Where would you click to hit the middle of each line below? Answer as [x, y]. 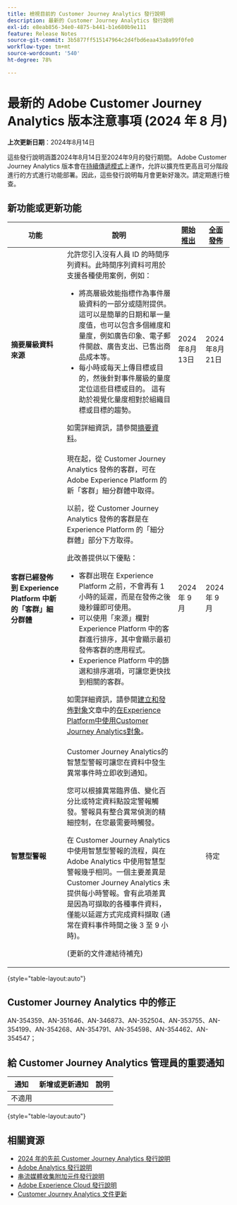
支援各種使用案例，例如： [109, 275]
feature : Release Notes [42, 34]
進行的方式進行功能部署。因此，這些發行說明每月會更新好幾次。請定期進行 [115, 175]
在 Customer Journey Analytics [119, 840]
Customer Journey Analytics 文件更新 [72, 1194]
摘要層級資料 [32, 344]
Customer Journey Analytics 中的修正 [92, 1002]
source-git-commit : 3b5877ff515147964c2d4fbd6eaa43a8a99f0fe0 [101, 40]
